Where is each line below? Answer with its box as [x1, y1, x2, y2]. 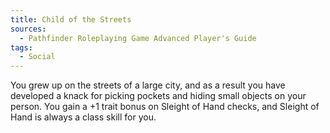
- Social [19, 52, 56, 62]
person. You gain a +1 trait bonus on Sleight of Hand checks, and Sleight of [10, 101, 320, 113]
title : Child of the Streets [10, 14, 132, 25]
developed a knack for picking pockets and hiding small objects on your [10, 90, 307, 102]
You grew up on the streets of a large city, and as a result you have [10, 79, 286, 91]
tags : [10, 42, 33, 53]
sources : [10, 24, 47, 34]
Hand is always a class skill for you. [10, 111, 157, 123]
